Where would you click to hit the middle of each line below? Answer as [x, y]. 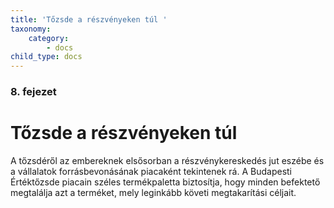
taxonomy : [31, 29]
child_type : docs [46, 57]
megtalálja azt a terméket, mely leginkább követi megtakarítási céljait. [153, 192]
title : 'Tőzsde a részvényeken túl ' [89, 19]
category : [49, 38]
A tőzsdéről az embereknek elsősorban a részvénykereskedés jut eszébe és [167, 160]
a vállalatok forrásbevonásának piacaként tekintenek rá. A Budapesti [151, 171]
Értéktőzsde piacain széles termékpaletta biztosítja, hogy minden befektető [165, 182]
